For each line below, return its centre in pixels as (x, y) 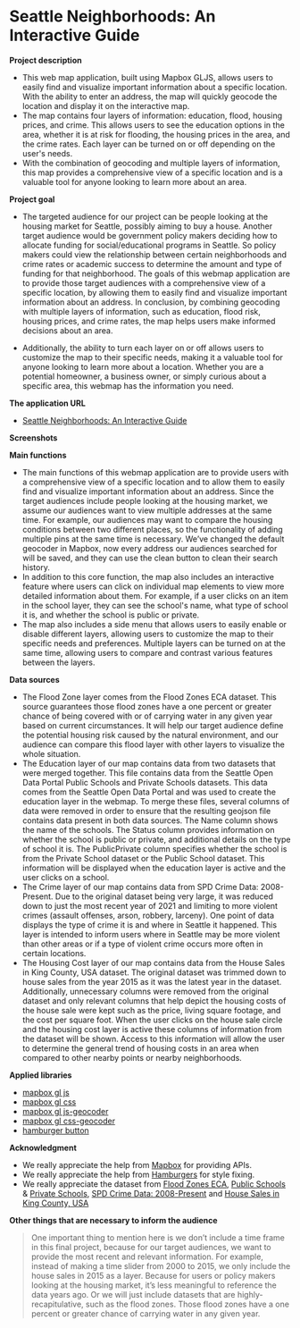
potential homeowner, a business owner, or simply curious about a (144, 376)
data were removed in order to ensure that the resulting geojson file (146, 811)
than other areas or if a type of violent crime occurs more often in (142, 944)
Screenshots (33, 437)
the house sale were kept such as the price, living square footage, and (151, 1010)
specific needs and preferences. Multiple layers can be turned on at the (154, 643)
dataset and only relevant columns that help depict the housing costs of (154, 1000)
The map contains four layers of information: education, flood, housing (152, 115)
